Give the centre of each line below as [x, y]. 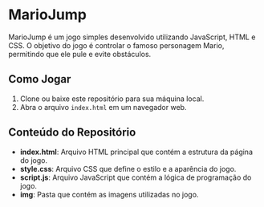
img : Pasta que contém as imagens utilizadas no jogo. [109, 194]
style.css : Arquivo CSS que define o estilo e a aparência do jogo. [128, 168]
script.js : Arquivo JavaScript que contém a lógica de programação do [136, 177]
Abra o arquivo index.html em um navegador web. [103, 107]
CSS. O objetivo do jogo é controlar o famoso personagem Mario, [116, 45]
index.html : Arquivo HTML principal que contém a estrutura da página [136, 152]
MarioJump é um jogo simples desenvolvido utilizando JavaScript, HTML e [132, 37]
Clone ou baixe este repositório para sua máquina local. [112, 99]
